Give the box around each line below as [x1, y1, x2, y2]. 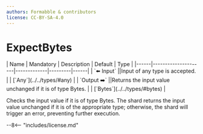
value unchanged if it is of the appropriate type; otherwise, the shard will [6, 104, 188, 111]
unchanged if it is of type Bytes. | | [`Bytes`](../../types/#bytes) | [6, 85, 166, 93]
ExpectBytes [6, 41, 72, 55]
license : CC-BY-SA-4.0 [6, 15, 64, 21]
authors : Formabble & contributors [6, 8, 97, 15]
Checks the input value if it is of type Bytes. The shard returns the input [6, 97, 185, 104]
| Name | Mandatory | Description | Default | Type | [6, 61, 134, 68]
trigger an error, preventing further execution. [6, 110, 120, 117]
